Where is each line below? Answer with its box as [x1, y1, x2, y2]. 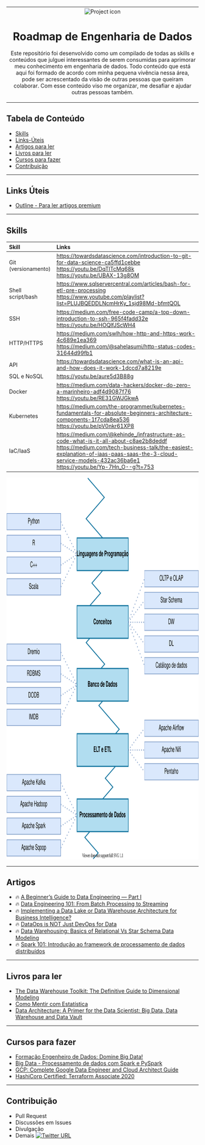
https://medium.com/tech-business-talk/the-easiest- [56, 444, 193, 451]
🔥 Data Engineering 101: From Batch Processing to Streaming [15, 900, 169, 908]
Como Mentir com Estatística [15, 1001, 88, 1008]
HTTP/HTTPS [9, 339, 43, 347]
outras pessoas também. [71, 89, 134, 96]
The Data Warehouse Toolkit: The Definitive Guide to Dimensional [15, 987, 180, 995]
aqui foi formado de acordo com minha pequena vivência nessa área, [15, 69, 190, 76]
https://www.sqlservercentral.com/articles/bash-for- [56, 280, 191, 287]
